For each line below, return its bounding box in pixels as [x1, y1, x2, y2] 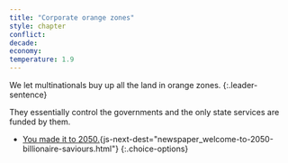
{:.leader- [222, 80, 258, 90]
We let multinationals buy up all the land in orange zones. [9, 80, 221, 90]
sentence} [9, 89, 48, 100]
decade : [9, 38, 39, 48]
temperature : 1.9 [9, 55, 75, 64]
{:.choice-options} [121, 143, 189, 154]
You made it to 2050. [22, 134, 101, 144]
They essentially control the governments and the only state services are [9, 107, 280, 117]
